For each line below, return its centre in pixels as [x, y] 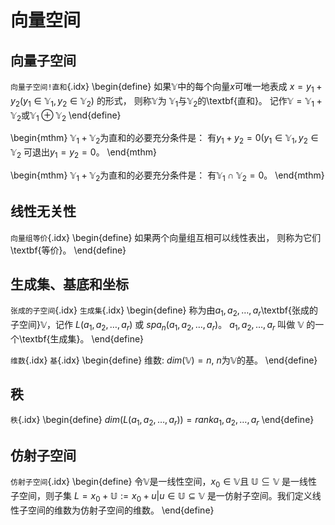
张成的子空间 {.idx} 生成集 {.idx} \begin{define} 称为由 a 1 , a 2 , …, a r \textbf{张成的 [164, 311]
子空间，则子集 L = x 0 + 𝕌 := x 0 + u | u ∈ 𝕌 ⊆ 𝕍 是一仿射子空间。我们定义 [161, 497]
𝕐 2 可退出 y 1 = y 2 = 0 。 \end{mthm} [83, 153]
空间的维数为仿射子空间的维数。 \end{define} [121, 510]
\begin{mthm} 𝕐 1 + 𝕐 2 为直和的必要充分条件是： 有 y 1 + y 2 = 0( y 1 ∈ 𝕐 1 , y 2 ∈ [164, 139]
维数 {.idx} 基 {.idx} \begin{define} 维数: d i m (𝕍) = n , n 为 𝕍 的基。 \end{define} [164, 360]
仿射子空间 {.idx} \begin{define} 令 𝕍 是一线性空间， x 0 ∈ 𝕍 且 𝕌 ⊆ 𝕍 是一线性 [164, 483]
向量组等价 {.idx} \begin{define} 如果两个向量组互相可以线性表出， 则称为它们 [166, 237]
